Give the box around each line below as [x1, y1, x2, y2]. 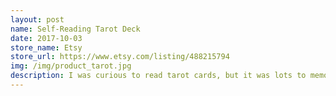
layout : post [10, 14, 65, 25]
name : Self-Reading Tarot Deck [10, 24, 141, 34]
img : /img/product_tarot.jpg [10, 61, 132, 71]
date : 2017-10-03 [10, 33, 83, 43]
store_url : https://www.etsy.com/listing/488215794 [10, 52, 230, 62]
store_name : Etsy [10, 42, 83, 53]
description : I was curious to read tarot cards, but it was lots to [10, 71, 307, 81]
